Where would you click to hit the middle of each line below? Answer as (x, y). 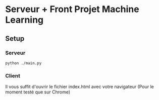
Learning (24, 20)
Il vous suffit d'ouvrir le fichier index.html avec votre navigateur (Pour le (79, 87)
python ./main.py (23, 63)
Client (13, 75)
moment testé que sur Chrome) (38, 92)
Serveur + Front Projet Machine (72, 9)
